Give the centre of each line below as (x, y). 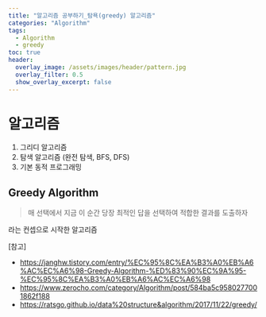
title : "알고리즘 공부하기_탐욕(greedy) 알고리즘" (82, 15)
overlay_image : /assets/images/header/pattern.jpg (101, 68)
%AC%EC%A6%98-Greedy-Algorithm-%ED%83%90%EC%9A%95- (133, 271)
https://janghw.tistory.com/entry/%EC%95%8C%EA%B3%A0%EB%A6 (137, 262)
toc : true (25, 52)
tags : (17, 30)
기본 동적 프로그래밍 (50, 167)
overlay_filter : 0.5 (49, 75)
